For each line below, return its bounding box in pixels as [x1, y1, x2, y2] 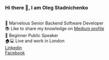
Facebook [5, 50, 25, 56]
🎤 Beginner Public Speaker [5, 33, 59, 38]
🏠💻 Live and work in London [5, 38, 65, 44]
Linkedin [5, 45, 22, 51]
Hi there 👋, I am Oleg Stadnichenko [5, 4, 88, 11]
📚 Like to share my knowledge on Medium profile [5, 26, 105, 32]
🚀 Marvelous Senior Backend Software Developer [5, 20, 104, 26]
